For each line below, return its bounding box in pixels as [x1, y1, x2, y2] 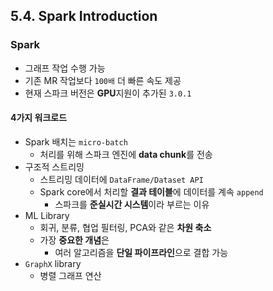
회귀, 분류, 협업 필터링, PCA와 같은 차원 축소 [39, 221, 212, 233]
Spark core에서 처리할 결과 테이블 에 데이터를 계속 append [39, 185, 264, 198]
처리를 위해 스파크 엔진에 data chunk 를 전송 [39, 148, 213, 160]
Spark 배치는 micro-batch [24, 135, 128, 148]
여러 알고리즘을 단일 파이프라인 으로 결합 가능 [54, 246, 229, 258]
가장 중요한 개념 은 [39, 234, 110, 246]
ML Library [24, 209, 70, 221]
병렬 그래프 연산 [39, 269, 102, 281]
